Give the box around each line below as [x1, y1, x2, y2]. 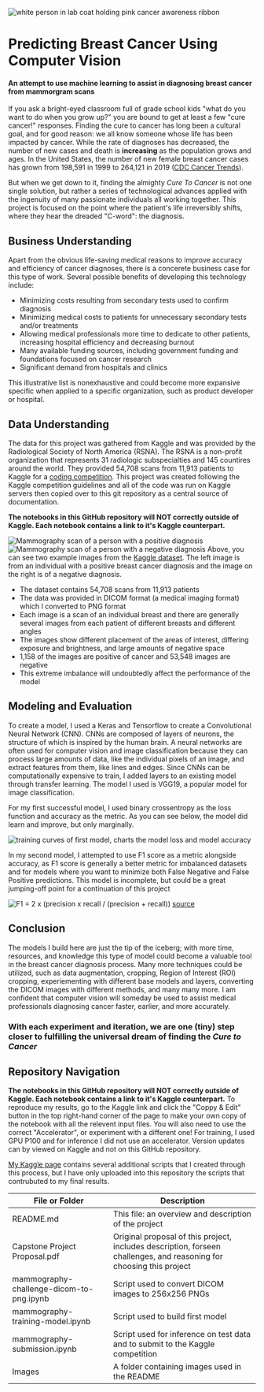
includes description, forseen [112, 1241, 222, 1252]
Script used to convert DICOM [112, 1278, 224, 1290]
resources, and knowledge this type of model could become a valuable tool [8, 951, 252, 961]
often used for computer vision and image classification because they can [8, 746, 248, 755]
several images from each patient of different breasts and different [19, 619, 236, 628]
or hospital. [8, 395, 45, 404]
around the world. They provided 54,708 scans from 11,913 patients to [8, 463, 234, 473]
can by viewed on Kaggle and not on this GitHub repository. [8, 1144, 202, 1154]
